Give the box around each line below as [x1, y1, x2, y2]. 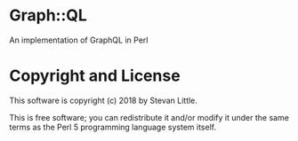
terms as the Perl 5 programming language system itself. [9, 121, 216, 132]
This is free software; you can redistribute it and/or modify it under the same [9, 112, 289, 122]
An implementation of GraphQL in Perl [9, 35, 149, 45]
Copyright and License [9, 66, 181, 86]
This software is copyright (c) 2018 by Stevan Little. [9, 95, 198, 106]
